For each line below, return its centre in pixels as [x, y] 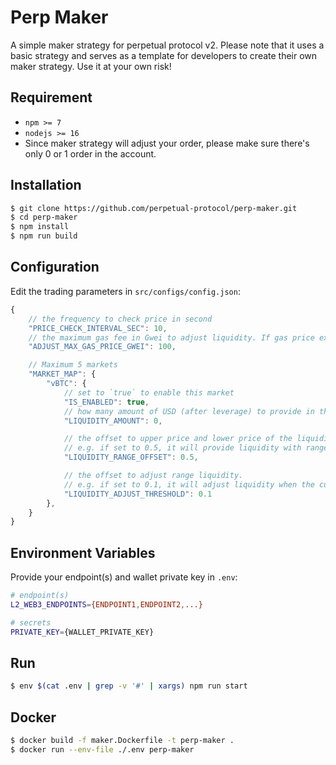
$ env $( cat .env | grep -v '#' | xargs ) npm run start [129, 686]
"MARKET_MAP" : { [62, 374]
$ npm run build [44, 236]
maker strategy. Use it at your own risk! [91, 66]
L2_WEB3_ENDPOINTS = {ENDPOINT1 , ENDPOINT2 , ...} [106, 604]
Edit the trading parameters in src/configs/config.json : [125, 291]
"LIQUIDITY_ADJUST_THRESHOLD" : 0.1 [138, 494]
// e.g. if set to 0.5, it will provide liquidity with [182, 448]
